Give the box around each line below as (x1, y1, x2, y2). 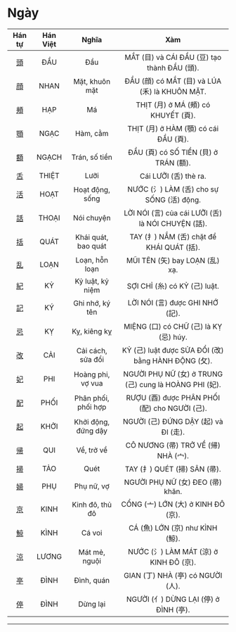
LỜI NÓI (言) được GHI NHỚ (127, 298, 219, 308)
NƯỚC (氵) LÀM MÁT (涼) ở (127, 547, 218, 557)
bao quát (77, 241, 107, 251)
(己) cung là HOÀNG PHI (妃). (124, 379, 221, 389)
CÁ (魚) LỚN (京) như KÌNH (129, 523, 218, 533)
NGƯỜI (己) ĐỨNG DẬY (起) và (122, 417, 223, 426)
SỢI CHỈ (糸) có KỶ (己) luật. (126, 281, 220, 291)
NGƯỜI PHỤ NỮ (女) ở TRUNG (123, 369, 223, 379)
